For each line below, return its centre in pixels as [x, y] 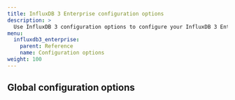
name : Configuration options [62, 53]
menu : [15, 33]
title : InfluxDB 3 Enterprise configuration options [86, 14]
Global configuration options [71, 88]
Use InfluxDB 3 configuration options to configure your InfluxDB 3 [115, 27]
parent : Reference [47, 46]
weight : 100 [24, 59]
